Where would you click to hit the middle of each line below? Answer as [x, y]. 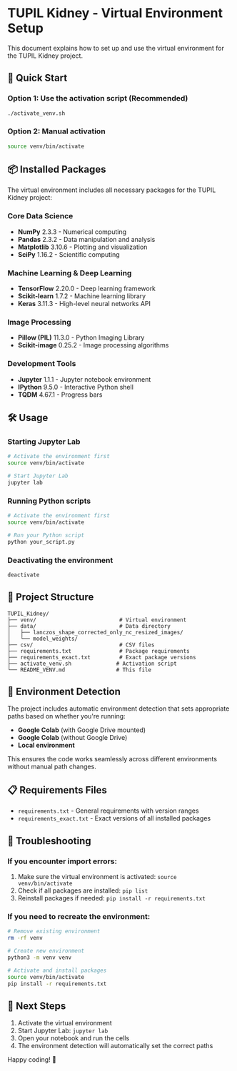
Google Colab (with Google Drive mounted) [82, 730]
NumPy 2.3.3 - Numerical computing [72, 232]
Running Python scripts [49, 501]
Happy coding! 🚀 [32, 1060]
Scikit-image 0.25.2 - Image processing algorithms [93, 345]
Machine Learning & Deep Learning [70, 273]
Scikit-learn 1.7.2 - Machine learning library [82, 296]
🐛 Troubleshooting [49, 841]
